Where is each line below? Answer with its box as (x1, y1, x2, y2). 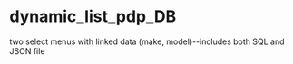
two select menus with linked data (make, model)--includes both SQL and (9, 36, 285, 47)
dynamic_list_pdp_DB (9, 6, 177, 27)
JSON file (9, 45, 45, 56)
